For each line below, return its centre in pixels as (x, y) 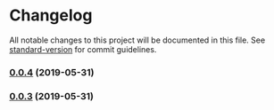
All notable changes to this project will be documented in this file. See (137, 40)
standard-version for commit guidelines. (83, 49)
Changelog (51, 16)
